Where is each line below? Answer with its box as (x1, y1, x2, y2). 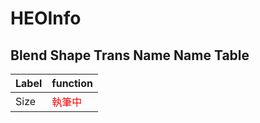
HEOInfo (10, 7, 82, 30)
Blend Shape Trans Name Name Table (10, 47, 250, 64)
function (51, 77, 93, 90)
